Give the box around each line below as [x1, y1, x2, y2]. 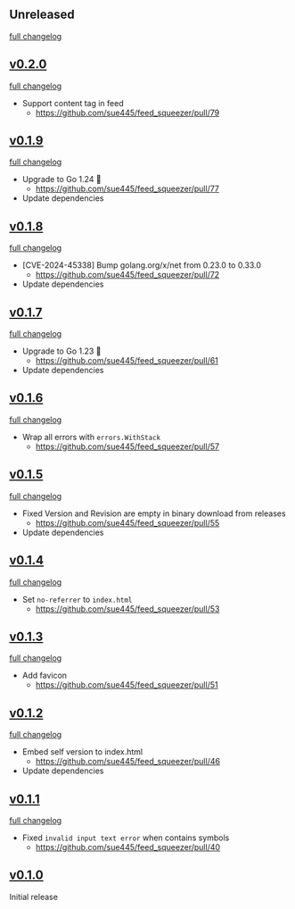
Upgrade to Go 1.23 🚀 [21, 346, 102, 356]
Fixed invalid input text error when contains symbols [21, 832, 230, 843]
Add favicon [21, 670, 68, 681]
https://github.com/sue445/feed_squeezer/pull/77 [35, 183, 220, 195]
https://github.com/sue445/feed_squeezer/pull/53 [35, 603, 220, 614]
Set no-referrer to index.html [21, 594, 133, 605]
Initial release [9, 891, 58, 902]
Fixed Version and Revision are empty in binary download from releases [21, 508, 287, 519]
